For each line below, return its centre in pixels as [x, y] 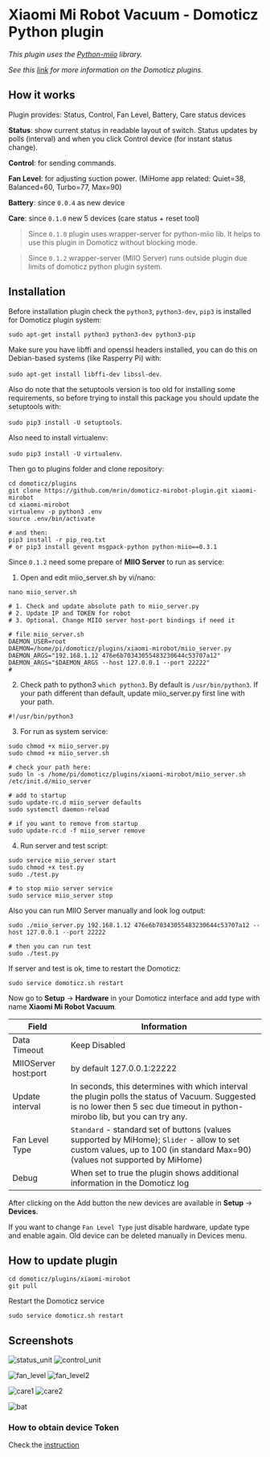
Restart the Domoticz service [56, 1301]
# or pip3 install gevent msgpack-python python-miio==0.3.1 [113, 547]
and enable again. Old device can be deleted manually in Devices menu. [128, 1235]
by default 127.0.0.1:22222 [123, 1068]
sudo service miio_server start [62, 860]
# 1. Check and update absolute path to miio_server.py [104, 606]
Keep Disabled [98, 1045]
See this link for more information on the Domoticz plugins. [106, 69]
